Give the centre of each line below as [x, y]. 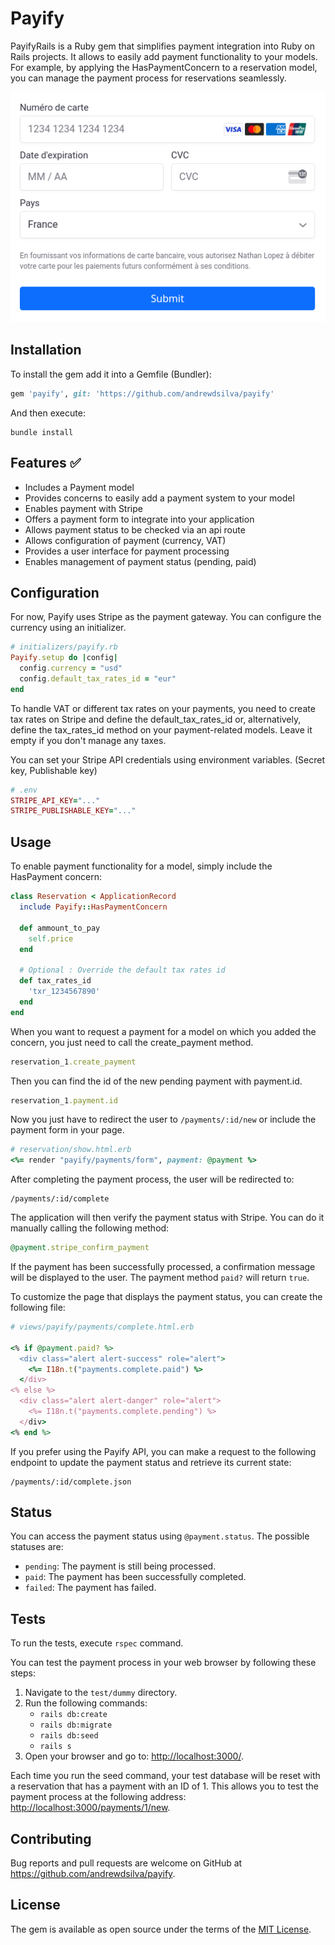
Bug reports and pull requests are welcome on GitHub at [126, 1863]
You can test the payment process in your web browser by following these [163, 1663]
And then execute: [48, 413]
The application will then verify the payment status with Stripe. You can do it [167, 1218]
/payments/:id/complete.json [71, 1482]
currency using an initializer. [68, 628]
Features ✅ [46, 463]
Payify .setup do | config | [64, 658]
